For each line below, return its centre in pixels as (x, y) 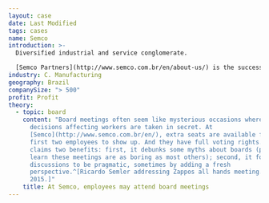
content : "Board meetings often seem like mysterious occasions (132, 120)
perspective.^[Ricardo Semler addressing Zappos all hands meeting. (146, 172)
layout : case (30, 16)
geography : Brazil (39, 82)
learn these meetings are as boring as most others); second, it (141, 157)
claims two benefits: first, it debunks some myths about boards (141, 149)
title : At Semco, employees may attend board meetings (116, 187)
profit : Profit (34, 97)
